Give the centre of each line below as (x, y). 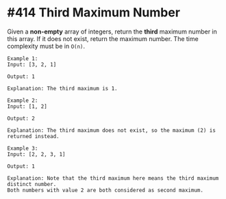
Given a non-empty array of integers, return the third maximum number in (112, 31)
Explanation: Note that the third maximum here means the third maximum (113, 178)
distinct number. (32, 184)
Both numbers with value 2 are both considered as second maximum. (105, 190)
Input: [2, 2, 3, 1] (37, 154)
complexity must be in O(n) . (46, 46)
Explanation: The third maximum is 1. (62, 88)
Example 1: (23, 58)
